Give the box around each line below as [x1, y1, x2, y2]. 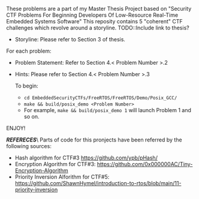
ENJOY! [6, 125, 26, 131]
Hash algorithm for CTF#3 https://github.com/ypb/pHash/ [14, 154, 158, 161]
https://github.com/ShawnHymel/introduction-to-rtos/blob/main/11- [14, 180, 182, 186]
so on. [23, 113, 40, 120]
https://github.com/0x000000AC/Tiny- [97, 161, 193, 167]
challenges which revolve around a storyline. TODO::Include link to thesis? [6, 24, 190, 31]
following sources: [6, 143, 52, 149]
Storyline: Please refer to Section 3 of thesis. [14, 36, 126, 43]
